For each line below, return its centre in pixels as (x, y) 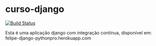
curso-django (35, 9)
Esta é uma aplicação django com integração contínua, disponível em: (79, 32)
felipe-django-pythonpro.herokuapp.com (48, 38)
